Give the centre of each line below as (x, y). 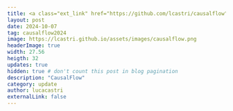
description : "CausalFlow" (46, 78)
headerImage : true (34, 46)
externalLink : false (37, 97)
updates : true (28, 65)
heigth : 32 (23, 59)
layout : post (26, 20)
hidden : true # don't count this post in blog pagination (93, 71)
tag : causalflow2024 (37, 33)
